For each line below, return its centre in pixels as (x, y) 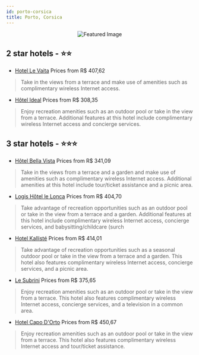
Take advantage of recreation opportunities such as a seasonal (98, 250)
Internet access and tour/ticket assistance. (73, 346)
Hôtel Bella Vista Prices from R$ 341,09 (63, 161)
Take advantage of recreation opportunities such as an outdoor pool (104, 208)
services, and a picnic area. (54, 269)
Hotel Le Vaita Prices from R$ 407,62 (60, 71)
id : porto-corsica (29, 12)
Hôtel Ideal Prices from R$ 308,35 (56, 100)
